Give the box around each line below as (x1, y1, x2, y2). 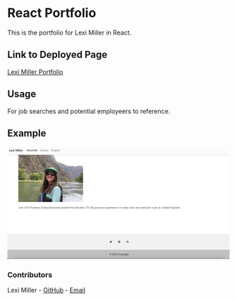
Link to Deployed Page (7, 49, 108, 61)
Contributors (7, 270, 53, 280)
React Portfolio (7, 5, 97, 21)
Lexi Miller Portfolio (7, 67, 63, 76)
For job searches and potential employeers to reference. (7, 107, 171, 115)
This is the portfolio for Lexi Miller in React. (7, 28, 132, 37)
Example (7, 127, 47, 139)
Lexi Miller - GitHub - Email (7, 286, 86, 295)
